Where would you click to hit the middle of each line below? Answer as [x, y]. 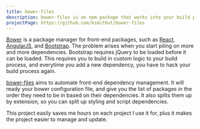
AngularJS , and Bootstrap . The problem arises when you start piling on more [100, 46]
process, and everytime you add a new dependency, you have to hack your [99, 65]
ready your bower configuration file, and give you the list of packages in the [99, 89]
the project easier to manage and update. [57, 119]
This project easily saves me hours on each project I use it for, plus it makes [99, 113]
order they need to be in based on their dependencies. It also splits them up [99, 95]
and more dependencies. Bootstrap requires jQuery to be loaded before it [96, 52]
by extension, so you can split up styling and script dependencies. [87, 102]
